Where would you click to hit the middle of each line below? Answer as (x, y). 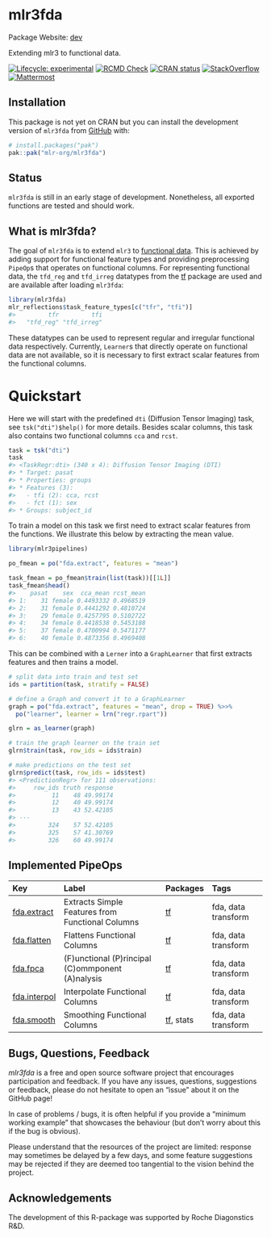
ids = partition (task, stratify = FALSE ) (79, 684)
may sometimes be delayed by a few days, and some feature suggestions (130, 1156)
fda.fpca (28, 968)
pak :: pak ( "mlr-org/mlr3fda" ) (57, 153)
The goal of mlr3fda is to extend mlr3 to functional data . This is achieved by (134, 251)
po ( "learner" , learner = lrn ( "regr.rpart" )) (92, 714)
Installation (37, 102)
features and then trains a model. (63, 662)
